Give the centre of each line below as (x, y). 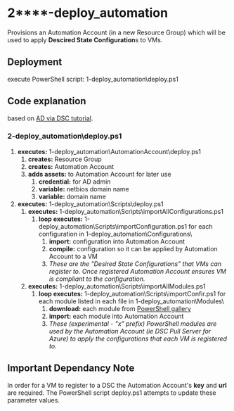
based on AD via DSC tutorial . (50, 118)
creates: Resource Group (65, 159)
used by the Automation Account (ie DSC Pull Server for (130, 331)
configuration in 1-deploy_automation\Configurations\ (115, 234)
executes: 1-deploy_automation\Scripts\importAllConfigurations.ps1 (125, 211)
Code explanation (47, 101)
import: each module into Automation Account (116, 316)
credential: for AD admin (74, 182)
